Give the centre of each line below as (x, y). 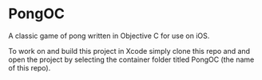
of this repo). (30, 67)
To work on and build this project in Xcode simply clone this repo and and (129, 51)
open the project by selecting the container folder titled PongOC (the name (131, 59)
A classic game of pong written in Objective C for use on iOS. (109, 36)
